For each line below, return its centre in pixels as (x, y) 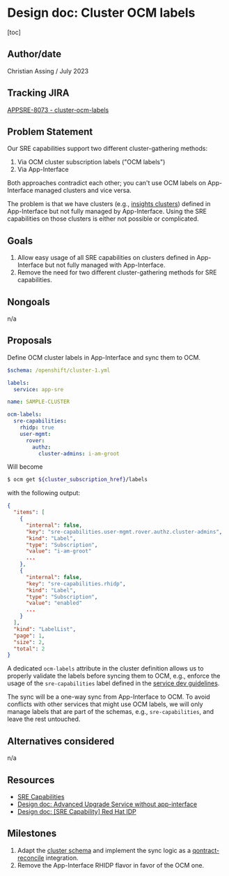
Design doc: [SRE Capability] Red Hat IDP (77, 811)
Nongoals (29, 302)
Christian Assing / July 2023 (48, 71)
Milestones (32, 834)
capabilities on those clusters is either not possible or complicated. (103, 219)
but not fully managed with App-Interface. (105, 265)
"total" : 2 (29, 649)
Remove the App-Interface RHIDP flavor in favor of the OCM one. (110, 865)
